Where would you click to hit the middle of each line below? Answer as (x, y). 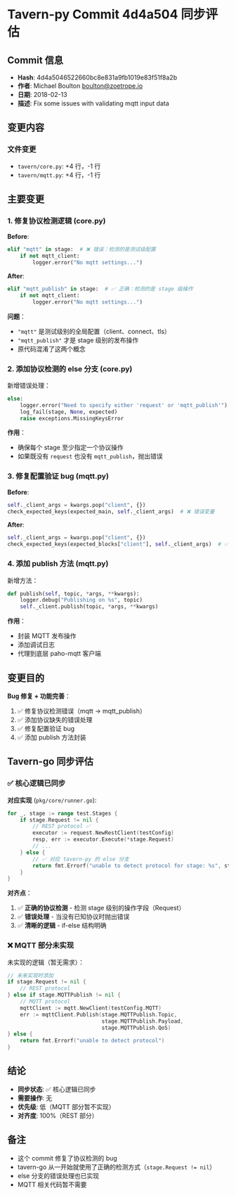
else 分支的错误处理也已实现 (58, 1175)
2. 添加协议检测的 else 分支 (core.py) (70, 368)
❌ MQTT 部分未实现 (41, 945)
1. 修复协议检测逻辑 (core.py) (57, 221)
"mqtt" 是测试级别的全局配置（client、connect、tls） (94, 331)
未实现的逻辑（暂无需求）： (46, 962)
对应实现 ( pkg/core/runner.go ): (52, 800)
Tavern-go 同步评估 (50, 762)
